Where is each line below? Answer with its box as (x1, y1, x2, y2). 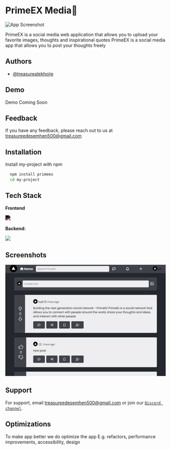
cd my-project (10, 177, 40, 183)
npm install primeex (10, 172, 53, 177)
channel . (5, 405, 23, 411)
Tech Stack (5, 191, 42, 200)
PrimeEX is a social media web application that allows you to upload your (5, 31, 158, 37)
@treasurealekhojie (12, 71, 53, 77)
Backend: (5, 225, 26, 232)
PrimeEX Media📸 (5, 5, 78, 16)
